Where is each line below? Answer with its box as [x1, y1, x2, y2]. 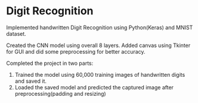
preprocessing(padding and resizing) [14, 90, 106, 97]
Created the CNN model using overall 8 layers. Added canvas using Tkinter [6, 42, 191, 49]
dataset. [6, 30, 27, 37]
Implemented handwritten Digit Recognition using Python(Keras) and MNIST [6, 24, 193, 31]
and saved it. [14, 77, 47, 85]
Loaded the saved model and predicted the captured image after [14, 83, 174, 90]
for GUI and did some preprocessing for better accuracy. [6, 48, 146, 55]
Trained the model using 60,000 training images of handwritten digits [14, 71, 185, 78]
